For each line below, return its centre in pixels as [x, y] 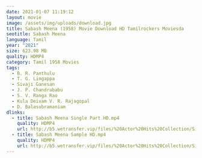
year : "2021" [23, 46]
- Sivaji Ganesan [33, 85]
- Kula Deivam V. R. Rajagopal [51, 101]
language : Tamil [26, 40]
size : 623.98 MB [26, 51]
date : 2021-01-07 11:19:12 [40, 12]
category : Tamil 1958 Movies [43, 62]
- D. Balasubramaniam [39, 107]
